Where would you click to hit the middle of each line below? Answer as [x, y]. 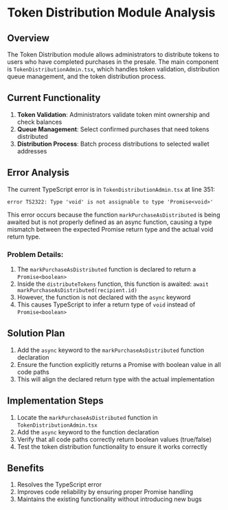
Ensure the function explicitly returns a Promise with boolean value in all [119, 364]
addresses [32, 151]
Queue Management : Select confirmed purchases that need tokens [113, 129]
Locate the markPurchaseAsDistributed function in [87, 417]
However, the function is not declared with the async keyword [104, 297]
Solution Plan [36, 334]
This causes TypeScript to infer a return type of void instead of [106, 304]
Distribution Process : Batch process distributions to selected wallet [113, 144]
